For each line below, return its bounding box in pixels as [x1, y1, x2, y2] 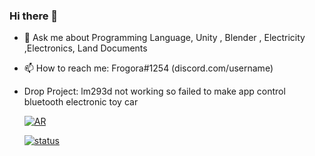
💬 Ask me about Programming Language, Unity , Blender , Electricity [23, 32, 306, 44]
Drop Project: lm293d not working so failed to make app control [23, 85, 286, 98]
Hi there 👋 [9, 9, 59, 23]
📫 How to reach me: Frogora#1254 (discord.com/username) [23, 62, 274, 74]
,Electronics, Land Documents [23, 42, 148, 54]
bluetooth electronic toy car [23, 96, 139, 108]
